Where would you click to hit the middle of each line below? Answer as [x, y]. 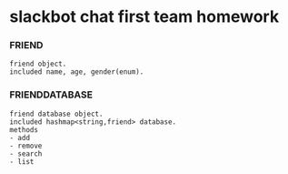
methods [24, 129]
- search [26, 154]
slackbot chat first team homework [144, 17]
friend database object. [56, 114]
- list [22, 161]
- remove [26, 146]
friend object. [38, 64]
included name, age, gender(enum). [77, 72]
